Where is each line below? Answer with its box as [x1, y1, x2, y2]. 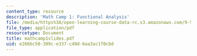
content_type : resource [6, 8, 64, 15]
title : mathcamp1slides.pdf [6, 36, 75, 41]
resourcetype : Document [6, 30, 64, 36]
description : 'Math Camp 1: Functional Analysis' [6, 14, 130, 20]
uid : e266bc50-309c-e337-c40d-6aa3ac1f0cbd [6, 41, 114, 47]
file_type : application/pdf [6, 24, 75, 31]
